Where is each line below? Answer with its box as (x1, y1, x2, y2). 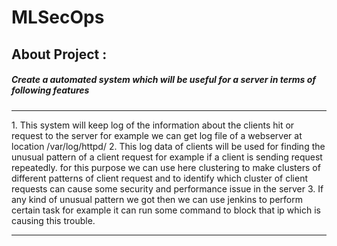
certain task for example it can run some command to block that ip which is (11, 204, 321, 216)
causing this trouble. (11, 214, 96, 226)
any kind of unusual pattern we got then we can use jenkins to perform (11, 193, 303, 205)
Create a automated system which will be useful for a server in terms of (11, 74, 317, 86)
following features (11, 84, 90, 96)
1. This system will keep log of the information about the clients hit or (11, 119, 295, 131)
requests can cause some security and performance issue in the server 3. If (11, 182, 324, 195)
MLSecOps (11, 6, 105, 29)
